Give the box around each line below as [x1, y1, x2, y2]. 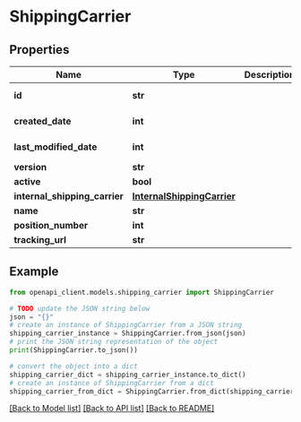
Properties [9, 42, 70, 57]
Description [244, 69, 296, 81]
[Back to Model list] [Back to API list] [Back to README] [9, 403, 215, 414]
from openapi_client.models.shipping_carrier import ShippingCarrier [9, 288, 275, 297]
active [13, 176, 41, 187]
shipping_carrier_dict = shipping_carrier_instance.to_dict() [9, 370, 246, 379]
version [13, 161, 47, 173]
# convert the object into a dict [9, 361, 139, 371]
